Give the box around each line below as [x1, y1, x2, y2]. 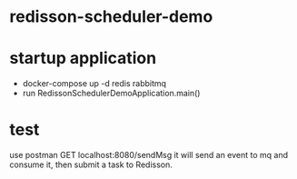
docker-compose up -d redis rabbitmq [22, 78, 166, 89]
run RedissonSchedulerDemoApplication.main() [22, 88, 201, 99]
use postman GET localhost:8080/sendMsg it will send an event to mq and [9, 150, 289, 161]
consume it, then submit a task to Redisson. [9, 159, 173, 170]
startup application [9, 48, 157, 69]
